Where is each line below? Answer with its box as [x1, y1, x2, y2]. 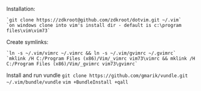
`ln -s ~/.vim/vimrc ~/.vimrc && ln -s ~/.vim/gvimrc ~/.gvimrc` [6, 50, 176, 56]
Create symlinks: [6, 38, 49, 45]
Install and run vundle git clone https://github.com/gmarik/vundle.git [6, 71, 188, 79]
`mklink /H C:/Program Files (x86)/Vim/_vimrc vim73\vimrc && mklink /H [6, 56, 196, 62]
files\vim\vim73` [6, 27, 51, 34]
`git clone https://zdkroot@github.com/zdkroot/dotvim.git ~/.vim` [6, 17, 182, 23]
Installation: [6, 5, 35, 12]
